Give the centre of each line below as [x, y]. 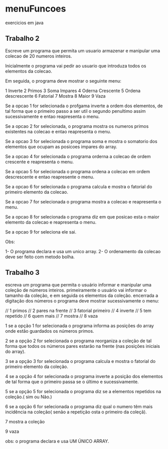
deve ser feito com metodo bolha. [40, 257]
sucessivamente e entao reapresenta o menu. [52, 116]
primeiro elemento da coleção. [37, 366]
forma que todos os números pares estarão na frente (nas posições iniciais [83, 346]
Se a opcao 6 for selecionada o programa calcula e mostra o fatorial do [79, 186]
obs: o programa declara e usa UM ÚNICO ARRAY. [57, 441]
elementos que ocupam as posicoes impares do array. [61, 146]
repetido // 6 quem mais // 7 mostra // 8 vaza [51, 316]
